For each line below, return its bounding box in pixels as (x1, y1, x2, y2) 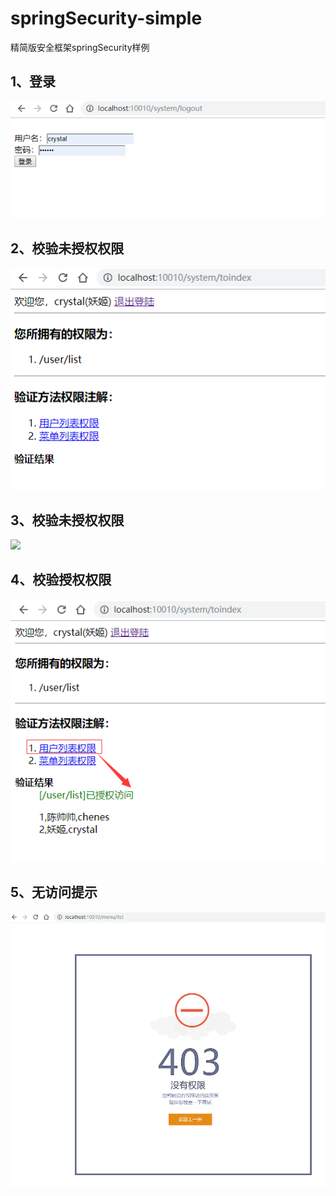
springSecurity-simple (10, 7, 203, 30)
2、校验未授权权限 (10, 240, 125, 257)
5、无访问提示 (10, 884, 98, 901)
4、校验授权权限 (10, 572, 112, 589)
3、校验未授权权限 (10, 512, 125, 529)
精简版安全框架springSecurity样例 (10, 41, 150, 53)
